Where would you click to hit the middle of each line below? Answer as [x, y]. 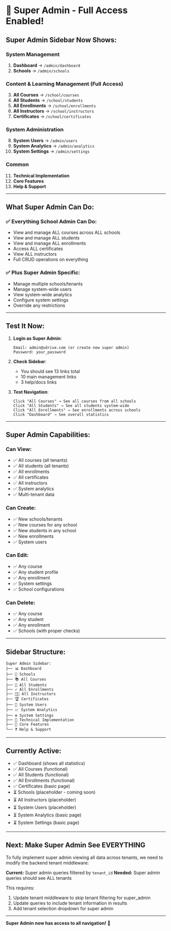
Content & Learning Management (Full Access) [64, 84]
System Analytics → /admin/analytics [54, 146]
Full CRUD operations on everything [50, 260]
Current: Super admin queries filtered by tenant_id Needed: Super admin [83, 873]
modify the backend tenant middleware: [47, 863]
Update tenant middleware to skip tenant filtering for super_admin [82, 898]
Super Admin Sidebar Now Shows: [61, 40]
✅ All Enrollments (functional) [44, 780]
